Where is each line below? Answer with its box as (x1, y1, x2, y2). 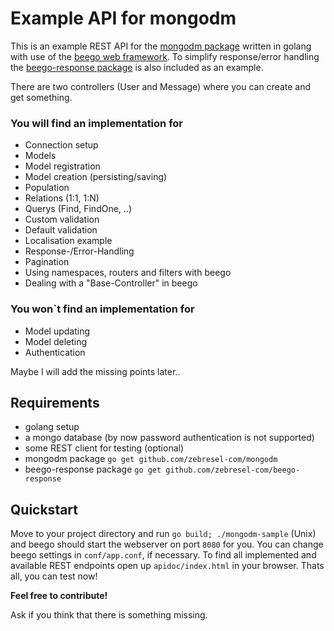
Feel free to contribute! (10, 590, 108, 602)
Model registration (24, 160, 101, 172)
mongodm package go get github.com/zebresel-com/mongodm (24, 453, 278, 465)
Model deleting (24, 335, 88, 347)
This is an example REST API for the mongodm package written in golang (10, 40, 312, 52)
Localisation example (24, 235, 113, 247)
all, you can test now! (10, 570, 98, 582)
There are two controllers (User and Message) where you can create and (10, 80, 312, 92)
